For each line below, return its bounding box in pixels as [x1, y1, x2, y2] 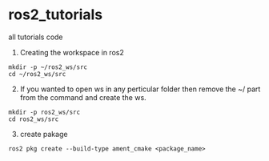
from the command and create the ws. [19, 92, 147, 102]
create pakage [19, 129, 68, 139]
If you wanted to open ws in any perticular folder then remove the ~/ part [19, 84, 261, 94]
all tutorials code [8, 32, 63, 42]
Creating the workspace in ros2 [19, 47, 124, 57]
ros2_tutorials [8, 6, 103, 24]
